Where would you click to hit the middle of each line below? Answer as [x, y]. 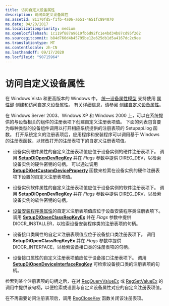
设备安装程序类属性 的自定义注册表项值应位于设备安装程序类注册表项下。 [88, 211]
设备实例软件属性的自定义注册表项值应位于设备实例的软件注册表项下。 [86, 188]
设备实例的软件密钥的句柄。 [41, 200]
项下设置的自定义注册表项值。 [43, 177]
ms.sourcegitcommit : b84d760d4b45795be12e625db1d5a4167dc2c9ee [73, 38]
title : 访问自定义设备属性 [30, 10]
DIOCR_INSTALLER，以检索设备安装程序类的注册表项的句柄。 [76, 224]
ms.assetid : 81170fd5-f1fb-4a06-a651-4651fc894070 [60, 19]
